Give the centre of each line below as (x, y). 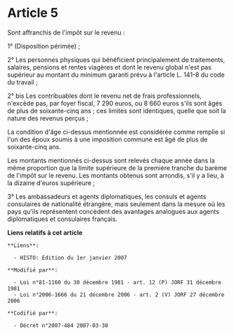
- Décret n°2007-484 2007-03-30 (61, 325)
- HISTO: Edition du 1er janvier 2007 (71, 258)
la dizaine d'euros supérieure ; (51, 183)
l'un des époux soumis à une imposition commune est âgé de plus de (108, 139)
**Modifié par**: (33, 270)
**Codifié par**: (33, 313)
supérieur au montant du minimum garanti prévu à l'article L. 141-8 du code (116, 75)
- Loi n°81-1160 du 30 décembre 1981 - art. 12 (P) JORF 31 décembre (117, 282)
